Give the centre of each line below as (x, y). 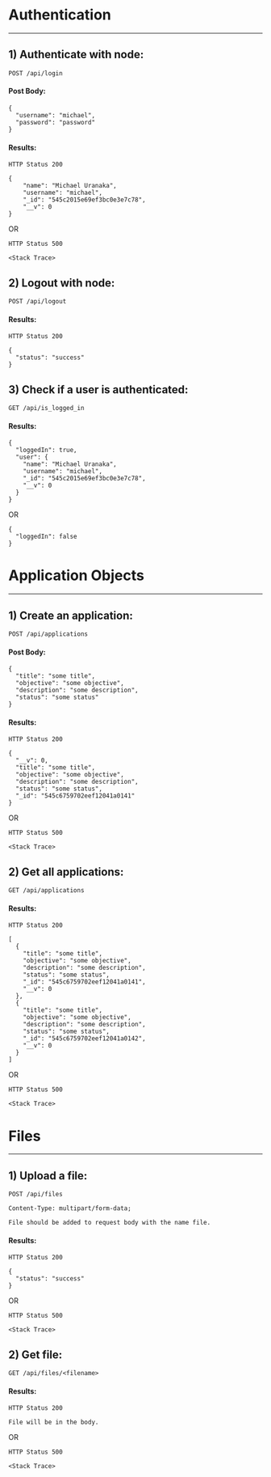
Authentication (60, 15)
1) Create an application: (71, 615)
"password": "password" (55, 122)
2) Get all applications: (66, 872)
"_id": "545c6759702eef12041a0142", (85, 1039)
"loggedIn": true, (47, 451)
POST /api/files (35, 1195)
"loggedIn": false (47, 537)
